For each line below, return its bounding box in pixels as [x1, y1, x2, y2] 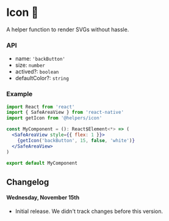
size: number [15, 61, 46, 69]
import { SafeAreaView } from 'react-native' [6, 110, 124, 116]
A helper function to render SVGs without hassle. [6, 26, 129, 33]
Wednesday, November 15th [6, 194, 80, 201]
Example [6, 90, 33, 99]
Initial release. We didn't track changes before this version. [15, 208, 164, 215]
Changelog [6, 177, 49, 187]
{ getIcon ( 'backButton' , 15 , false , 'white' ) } [17, 137, 135, 143]
